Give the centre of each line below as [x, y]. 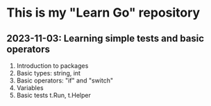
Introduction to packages [52, 66]
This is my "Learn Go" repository [103, 13]
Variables [30, 88]
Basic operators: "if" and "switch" [65, 80]
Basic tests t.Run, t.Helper [54, 95]
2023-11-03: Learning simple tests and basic [105, 38]
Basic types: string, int [49, 73]
